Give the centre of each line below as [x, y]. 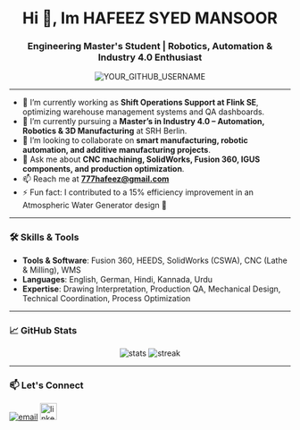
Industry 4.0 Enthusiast [150, 57]
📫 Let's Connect [46, 385]
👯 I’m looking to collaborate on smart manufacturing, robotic [135, 140]
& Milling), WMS [52, 270]
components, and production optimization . [103, 169]
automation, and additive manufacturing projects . [117, 150]
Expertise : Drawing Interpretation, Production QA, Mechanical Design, [151, 289]
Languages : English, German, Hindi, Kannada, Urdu [117, 279]
